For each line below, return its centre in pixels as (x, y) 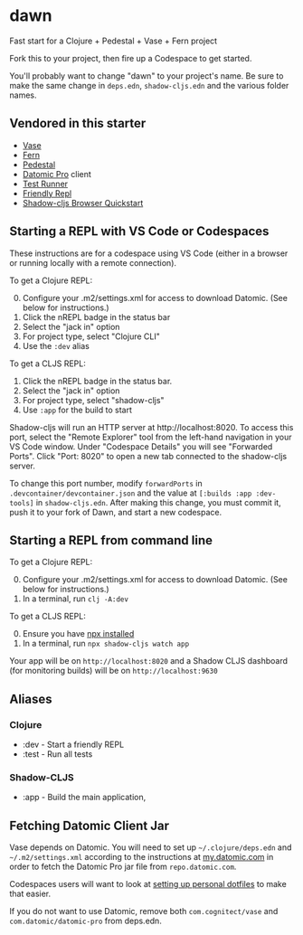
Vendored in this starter (78, 123)
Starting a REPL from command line (111, 540)
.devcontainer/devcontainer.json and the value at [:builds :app (131, 493)
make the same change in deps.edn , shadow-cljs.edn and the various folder (149, 85)
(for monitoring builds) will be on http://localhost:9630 (114, 671)
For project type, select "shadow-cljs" (93, 400)
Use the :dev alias (56, 345)
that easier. (30, 894)
